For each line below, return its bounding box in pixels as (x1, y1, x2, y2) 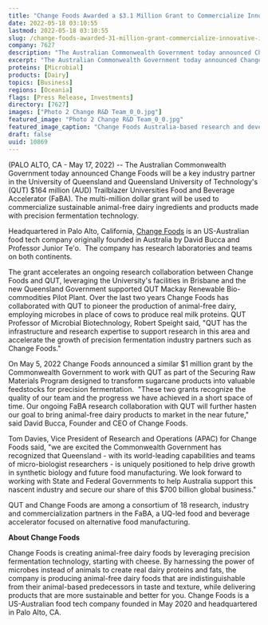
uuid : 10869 (8, 137, 48, 146)
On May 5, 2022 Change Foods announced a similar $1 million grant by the (8, 358, 254, 368)
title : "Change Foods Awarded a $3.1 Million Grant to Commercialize (8, 11, 245, 20)
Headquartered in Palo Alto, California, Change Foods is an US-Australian (8, 226, 250, 235)
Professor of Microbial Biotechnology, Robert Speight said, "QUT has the (8, 318, 247, 327)
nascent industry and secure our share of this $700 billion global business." (8, 485, 257, 494)
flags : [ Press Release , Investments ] (8, 93, 134, 101)
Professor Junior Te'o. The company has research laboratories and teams (8, 243, 253, 252)
